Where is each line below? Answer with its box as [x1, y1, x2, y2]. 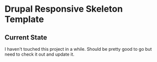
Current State [4, 33, 47, 41]
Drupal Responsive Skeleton [4, 3, 123, 15]
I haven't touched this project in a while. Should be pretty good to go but [4, 46, 152, 52]
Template [4, 14, 44, 25]
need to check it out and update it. [4, 51, 75, 57]
